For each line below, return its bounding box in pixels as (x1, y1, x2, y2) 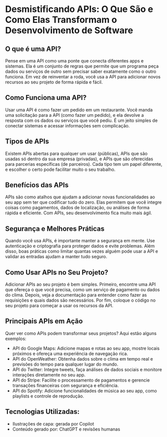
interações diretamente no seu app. (12, 372, 86, 378)
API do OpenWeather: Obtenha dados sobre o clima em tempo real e (12, 356, 153, 362)
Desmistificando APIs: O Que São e (5, 3, 154, 15)
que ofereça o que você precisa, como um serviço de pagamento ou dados (5, 287, 160, 293)
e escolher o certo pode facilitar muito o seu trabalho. (5, 166, 116, 172)
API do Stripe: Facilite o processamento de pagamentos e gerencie (12, 377, 150, 383)
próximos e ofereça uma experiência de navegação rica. (12, 351, 129, 357)
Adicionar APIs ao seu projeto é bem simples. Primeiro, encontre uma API (5, 281, 156, 288)
